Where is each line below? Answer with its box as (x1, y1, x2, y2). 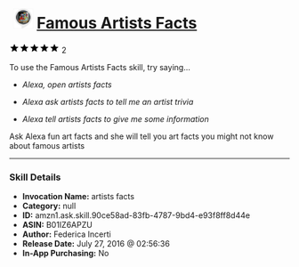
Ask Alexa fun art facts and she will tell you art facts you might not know (9, 131, 274, 142)
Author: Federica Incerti (21, 229, 111, 239)
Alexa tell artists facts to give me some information (21, 113, 209, 124)
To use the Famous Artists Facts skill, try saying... (9, 61, 191, 72)
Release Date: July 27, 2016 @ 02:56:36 (21, 239, 171, 249)
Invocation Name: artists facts (21, 191, 135, 202)
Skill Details (9, 171, 61, 183)
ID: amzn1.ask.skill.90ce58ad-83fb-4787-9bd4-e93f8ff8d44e (21, 210, 251, 221)
